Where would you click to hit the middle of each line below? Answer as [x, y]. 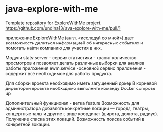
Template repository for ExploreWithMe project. [54, 23]
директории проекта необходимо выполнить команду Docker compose [81, 88]
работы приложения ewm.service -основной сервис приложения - [76, 68]
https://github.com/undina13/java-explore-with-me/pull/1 [63, 28]
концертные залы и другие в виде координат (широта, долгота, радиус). [82, 113]
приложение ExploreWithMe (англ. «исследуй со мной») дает [70, 38]
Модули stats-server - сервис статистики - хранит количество [71, 57]
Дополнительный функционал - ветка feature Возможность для [73, 103]
